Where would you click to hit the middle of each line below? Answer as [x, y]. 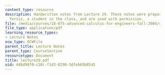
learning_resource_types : [31, 33]
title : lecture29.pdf [27, 60]
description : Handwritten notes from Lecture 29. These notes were [76, 14]
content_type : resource [29, 10]
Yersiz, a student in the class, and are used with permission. [77, 19]
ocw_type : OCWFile [24, 42]
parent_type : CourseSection [34, 51]
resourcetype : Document [29, 56]
